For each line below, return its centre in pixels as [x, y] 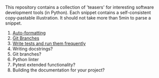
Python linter [25, 59]
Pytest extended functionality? [44, 65]
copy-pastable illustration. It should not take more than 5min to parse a [78, 18]
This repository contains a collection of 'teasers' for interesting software [79, 7]
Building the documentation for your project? [58, 70]
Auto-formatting [29, 33]
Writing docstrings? [32, 49]
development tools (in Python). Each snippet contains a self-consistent [78, 12]
